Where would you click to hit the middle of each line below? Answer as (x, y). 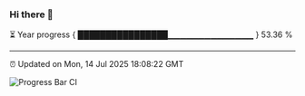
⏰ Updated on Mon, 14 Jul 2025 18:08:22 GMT (97, 64)
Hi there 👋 (32, 14)
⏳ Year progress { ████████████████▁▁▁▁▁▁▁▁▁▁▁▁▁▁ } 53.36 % (151, 34)
